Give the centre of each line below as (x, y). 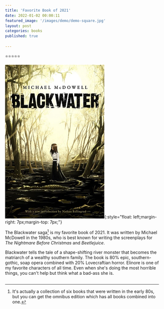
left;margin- (145, 217)
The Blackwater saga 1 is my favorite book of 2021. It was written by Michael (81, 232)
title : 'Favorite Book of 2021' (38, 10)
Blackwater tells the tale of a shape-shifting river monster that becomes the (81, 252)
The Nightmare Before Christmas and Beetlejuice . (55, 243)
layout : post (18, 26)
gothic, (12, 263)
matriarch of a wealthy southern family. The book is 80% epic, (68, 257)
